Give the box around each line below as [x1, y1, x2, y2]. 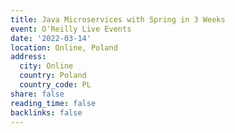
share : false [10, 89, 65, 99]
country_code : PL [19, 80, 92, 90]
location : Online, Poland [10, 42, 118, 53]
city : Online [19, 61, 74, 71]
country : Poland [19, 71, 87, 81]
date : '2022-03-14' [10, 33, 92, 43]
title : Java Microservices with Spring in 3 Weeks [10, 14, 226, 25]
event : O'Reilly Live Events [10, 24, 132, 34]
